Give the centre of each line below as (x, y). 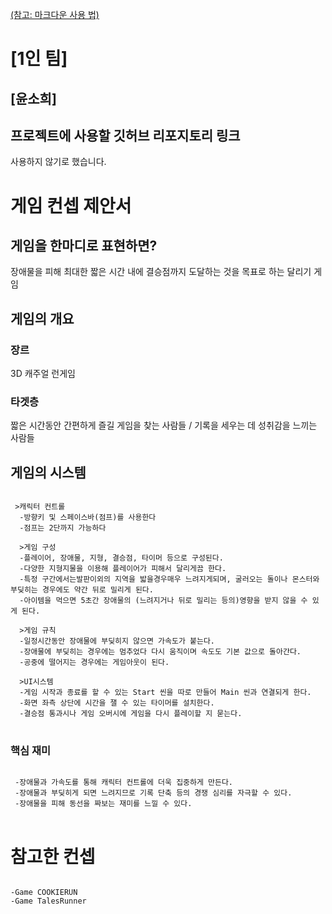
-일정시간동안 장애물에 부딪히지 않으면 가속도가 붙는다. (117, 641)
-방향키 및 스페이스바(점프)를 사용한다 (88, 518)
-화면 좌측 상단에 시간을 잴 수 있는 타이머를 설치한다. (117, 703)
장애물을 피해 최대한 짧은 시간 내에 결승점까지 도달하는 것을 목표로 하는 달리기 (161, 272)
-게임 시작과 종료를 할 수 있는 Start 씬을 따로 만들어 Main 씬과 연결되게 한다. (165, 693)
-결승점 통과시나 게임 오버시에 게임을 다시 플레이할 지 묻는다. (131, 714)
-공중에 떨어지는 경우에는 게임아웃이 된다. (94, 663)
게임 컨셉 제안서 (71, 205)
